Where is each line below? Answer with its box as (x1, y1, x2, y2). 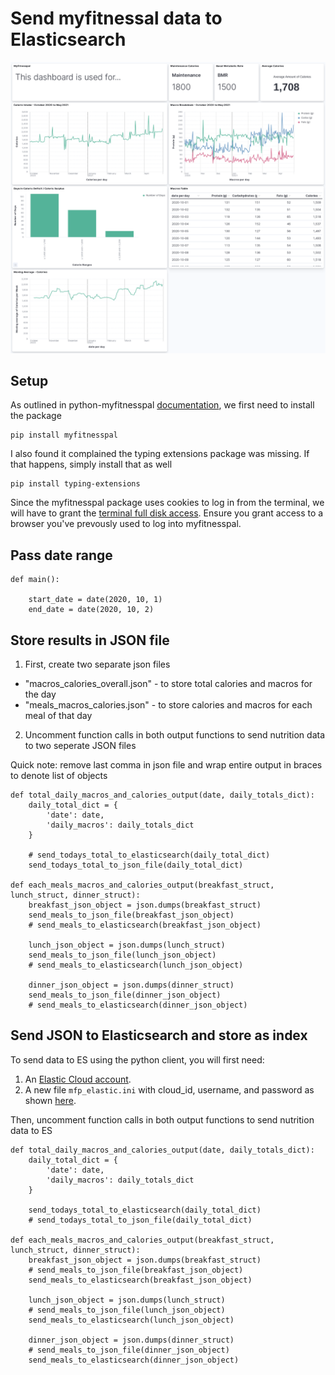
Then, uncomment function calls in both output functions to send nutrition (10, 1113, 315, 1126)
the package (10, 410, 62, 422)
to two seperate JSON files (24, 739, 137, 751)
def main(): (10, 575, 60, 585)
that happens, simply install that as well (10, 458, 173, 471)
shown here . (24, 1094, 77, 1106)
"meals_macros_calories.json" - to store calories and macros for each (24, 698, 313, 711)
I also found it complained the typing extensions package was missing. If (10, 448, 310, 460)
